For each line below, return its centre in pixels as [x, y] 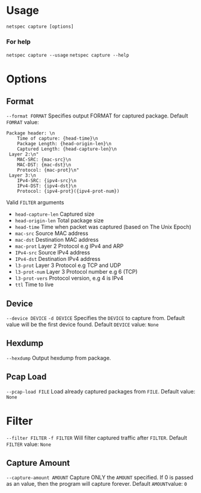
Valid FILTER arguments [35, 203]
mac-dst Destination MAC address [57, 240]
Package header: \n [31, 133]
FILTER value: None [29, 444]
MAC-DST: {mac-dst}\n [44, 165]
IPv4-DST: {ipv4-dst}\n [47, 186]
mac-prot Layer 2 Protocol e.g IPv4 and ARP [69, 246]
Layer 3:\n [22, 175]
